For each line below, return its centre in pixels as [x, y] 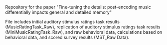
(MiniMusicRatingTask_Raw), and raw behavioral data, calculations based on [84, 32]
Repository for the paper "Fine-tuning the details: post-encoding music [78, 7]
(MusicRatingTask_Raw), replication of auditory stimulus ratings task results [83, 27]
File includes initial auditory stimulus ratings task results [62, 22]
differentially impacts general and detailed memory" [59, 12]
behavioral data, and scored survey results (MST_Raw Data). [67, 37]
